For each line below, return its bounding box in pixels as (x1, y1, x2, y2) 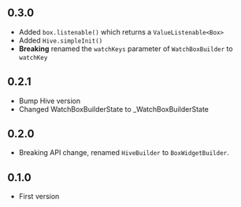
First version (18, 192, 60, 201)
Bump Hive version (18, 96, 80, 105)
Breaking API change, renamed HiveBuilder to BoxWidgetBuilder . (18, 148, 229, 157)
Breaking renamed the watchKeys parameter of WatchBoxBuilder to (18, 43, 233, 54)
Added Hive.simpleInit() (18, 35, 103, 45)
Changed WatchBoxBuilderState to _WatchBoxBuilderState (18, 104, 209, 113)
